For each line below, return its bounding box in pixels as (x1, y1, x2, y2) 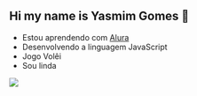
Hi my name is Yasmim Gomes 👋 (9, 9, 190, 24)
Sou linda (21, 60, 57, 70)
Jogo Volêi (21, 50, 62, 62)
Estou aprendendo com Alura (21, 32, 130, 42)
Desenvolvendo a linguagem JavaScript (21, 41, 168, 52)
